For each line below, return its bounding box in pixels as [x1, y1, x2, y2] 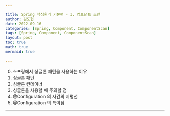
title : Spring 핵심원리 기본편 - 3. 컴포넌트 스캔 [5, 12, 100, 17]
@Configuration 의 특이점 [12, 99, 65, 106]
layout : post [5, 35, 33, 40]
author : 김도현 [5, 16, 34, 22]
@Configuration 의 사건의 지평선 [12, 93, 78, 99]
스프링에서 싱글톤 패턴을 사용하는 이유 [12, 68, 88, 74]
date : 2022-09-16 [5, 21, 42, 26]
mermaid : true [5, 49, 35, 54]
